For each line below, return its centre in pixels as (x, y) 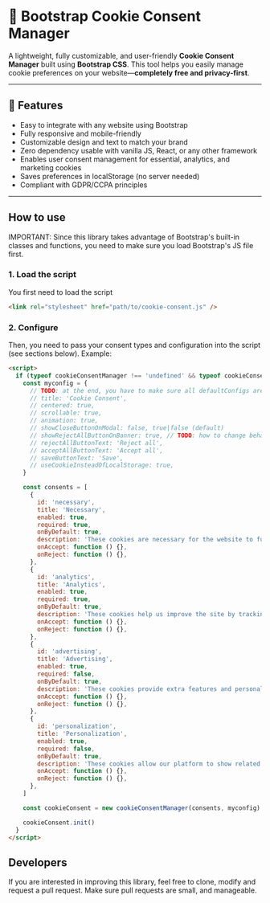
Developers (38, 862)
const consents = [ (55, 488)
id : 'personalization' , (77, 726)
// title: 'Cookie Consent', (78, 398)
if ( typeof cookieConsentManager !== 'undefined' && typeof (118, 376)
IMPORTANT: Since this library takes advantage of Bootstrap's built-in (124, 237)
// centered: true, (62, 406)
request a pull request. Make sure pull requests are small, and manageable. (133, 890)
